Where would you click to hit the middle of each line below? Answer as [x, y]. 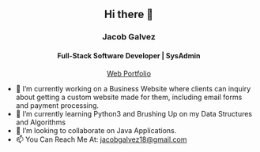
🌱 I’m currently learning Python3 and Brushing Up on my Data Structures [134, 113]
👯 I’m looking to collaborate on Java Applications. [96, 130]
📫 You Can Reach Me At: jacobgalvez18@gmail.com [101, 139]
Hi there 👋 [129, 15]
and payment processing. [57, 105]
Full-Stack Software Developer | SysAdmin [129, 55]
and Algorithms [40, 122]
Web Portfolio [129, 73]
